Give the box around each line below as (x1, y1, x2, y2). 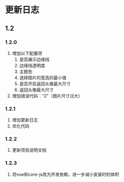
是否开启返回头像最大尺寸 (19, 81, 71, 87)
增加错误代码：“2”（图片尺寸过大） (12, 93, 83, 99)
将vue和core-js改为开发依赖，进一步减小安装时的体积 (12, 171, 119, 177)
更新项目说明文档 (12, 147, 47, 153)
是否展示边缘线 (19, 56, 50, 62)
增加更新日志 (12, 117, 38, 123)
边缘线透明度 (19, 62, 45, 68)
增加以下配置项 (12, 50, 42, 56)
